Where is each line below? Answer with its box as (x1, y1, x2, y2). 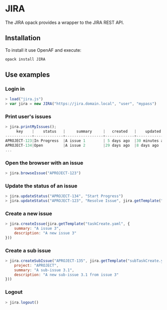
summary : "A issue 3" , (14, 226, 61, 231)
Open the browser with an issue (5, 159, 83, 166)
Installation (5, 34, 41, 42)
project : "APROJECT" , (14, 263, 59, 268)
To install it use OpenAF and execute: (5, 47, 82, 53)
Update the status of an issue (5, 182, 78, 189)
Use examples (5, 71, 50, 79)
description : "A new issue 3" (14, 230, 77, 235)
